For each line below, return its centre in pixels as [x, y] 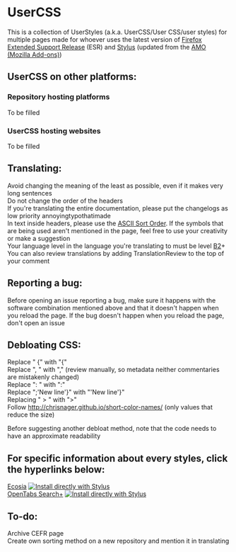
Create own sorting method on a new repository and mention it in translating [118, 541]
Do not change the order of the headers [65, 201]
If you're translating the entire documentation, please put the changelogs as [118, 208]
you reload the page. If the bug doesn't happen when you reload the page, [116, 315]
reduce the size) [31, 415]
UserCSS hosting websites [54, 130]
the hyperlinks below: [56, 469]
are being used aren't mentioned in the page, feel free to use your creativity [118, 230]
